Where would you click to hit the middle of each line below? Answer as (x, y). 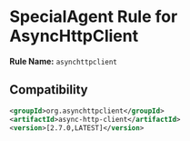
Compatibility (49, 90)
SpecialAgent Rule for (94, 17)
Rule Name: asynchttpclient (64, 61)
